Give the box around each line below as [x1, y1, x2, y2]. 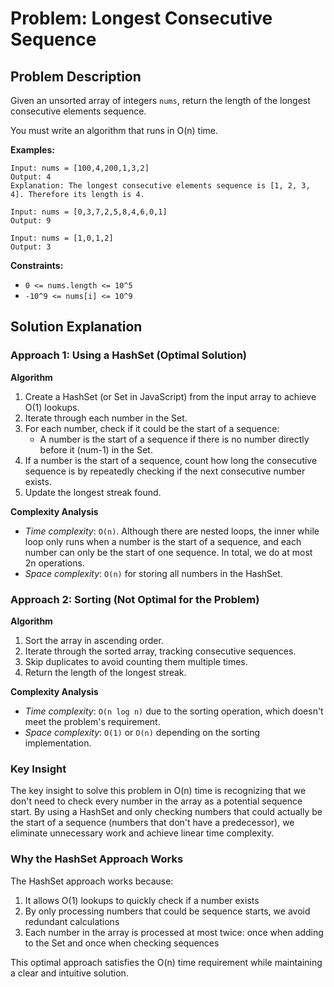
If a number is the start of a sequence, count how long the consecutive [24, 454, 318, 466]
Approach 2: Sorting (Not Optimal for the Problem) [10, 592, 260, 606]
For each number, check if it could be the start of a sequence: [24, 422, 280, 434]
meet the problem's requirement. [24, 715, 161, 727]
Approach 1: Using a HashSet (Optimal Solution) [10, 348, 248, 362]
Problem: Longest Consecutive [10, 7, 273, 30]
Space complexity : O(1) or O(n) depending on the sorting [24, 726, 261, 738]
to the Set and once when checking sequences [24, 937, 220, 949]
